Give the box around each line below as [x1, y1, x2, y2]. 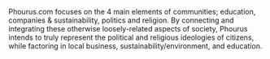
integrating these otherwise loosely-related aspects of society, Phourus [8, 24, 248, 33]
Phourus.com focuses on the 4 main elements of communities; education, [8, 7, 256, 16]
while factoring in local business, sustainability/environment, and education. [8, 41, 263, 51]
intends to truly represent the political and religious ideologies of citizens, [8, 32, 255, 42]
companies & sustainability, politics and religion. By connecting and [8, 15, 234, 25]
